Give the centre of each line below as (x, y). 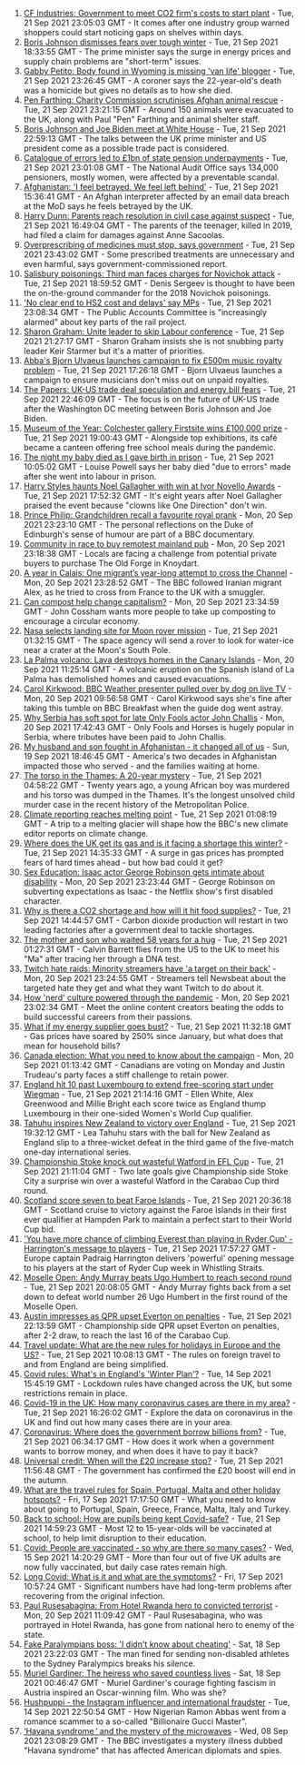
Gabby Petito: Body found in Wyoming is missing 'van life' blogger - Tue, (159, 71)
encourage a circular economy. (82, 621)
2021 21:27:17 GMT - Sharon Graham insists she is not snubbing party (153, 341)
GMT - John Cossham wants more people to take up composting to (149, 611)
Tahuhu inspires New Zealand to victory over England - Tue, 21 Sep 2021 (159, 1123)
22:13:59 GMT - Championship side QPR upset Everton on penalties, (151, 1326)
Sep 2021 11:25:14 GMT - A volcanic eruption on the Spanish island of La (159, 669)
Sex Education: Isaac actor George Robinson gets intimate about (144, 872)
